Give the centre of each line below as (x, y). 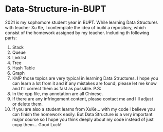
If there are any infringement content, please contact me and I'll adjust (82, 99)
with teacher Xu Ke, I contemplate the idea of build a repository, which (75, 27)
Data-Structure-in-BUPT (56, 9)
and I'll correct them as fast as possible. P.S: (56, 88)
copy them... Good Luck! (37, 124)
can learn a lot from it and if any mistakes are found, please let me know (84, 83)
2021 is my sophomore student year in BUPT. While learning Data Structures (81, 22)
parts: (11, 38)
